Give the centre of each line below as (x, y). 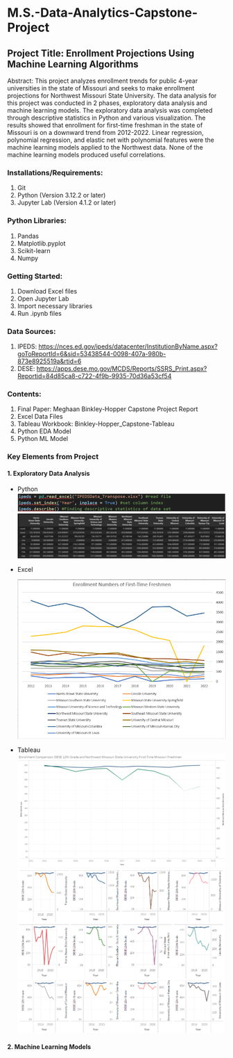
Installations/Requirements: (55, 173)
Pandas (28, 236)
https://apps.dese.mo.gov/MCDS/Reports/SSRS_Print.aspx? (122, 369)
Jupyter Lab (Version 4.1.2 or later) (67, 202)
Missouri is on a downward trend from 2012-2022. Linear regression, (105, 133)
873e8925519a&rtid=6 (49, 361)
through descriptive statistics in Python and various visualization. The (106, 118)
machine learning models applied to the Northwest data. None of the (105, 147)
